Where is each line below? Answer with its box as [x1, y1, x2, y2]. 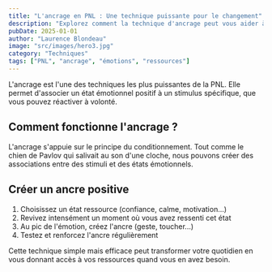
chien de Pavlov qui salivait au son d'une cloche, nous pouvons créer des [8, 150, 253, 160]
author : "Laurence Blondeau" [8, 34, 107, 43]
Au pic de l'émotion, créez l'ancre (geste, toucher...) [19, 221, 194, 231]
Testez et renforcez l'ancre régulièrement [19, 230, 159, 240]
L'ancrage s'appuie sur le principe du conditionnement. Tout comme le [8, 141, 244, 151]
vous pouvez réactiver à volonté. [8, 97, 117, 106]
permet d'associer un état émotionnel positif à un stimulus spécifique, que [8, 88, 257, 97]
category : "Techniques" [8, 50, 89, 58]
